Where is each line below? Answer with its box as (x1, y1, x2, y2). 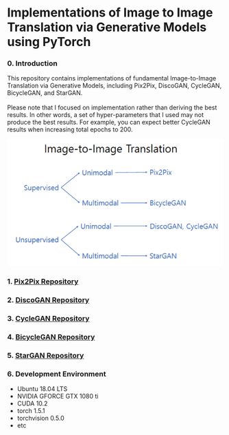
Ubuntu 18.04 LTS (16, 385, 68, 393)
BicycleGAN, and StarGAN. (7, 89, 83, 97)
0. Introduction (7, 59, 58, 68)
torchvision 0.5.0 (16, 414, 65, 423)
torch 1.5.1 (16, 407, 45, 415)
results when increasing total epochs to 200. (7, 125, 133, 134)
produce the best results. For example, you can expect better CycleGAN (7, 118, 210, 127)
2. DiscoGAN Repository (7, 295, 90, 305)
